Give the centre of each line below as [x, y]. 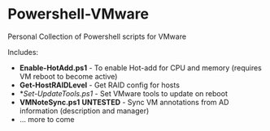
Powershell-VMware [78, 14]
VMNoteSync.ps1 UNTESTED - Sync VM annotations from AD [124, 102]
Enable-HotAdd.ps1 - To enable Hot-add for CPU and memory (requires [140, 68]
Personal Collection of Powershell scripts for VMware [97, 36]
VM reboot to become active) [68, 76]
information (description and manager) [84, 111]
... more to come [47, 119]
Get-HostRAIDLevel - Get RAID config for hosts [100, 85]
